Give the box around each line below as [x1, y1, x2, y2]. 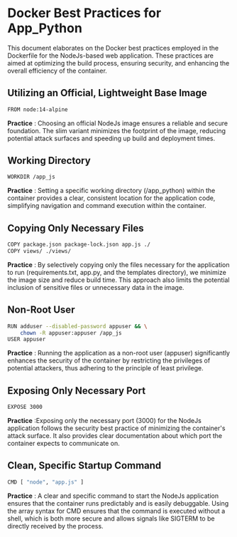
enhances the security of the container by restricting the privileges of [7, 356, 211, 365]
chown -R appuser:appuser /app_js [20, 329, 122, 336]
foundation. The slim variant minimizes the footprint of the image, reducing [7, 126, 226, 135]
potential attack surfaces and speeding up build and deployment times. [7, 134, 216, 142]
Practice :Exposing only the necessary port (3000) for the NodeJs [7, 417, 202, 424]
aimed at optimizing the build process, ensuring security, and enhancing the [7, 58, 230, 67]
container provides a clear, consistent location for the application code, [7, 194, 216, 202]
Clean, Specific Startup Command [7, 459, 162, 471]
